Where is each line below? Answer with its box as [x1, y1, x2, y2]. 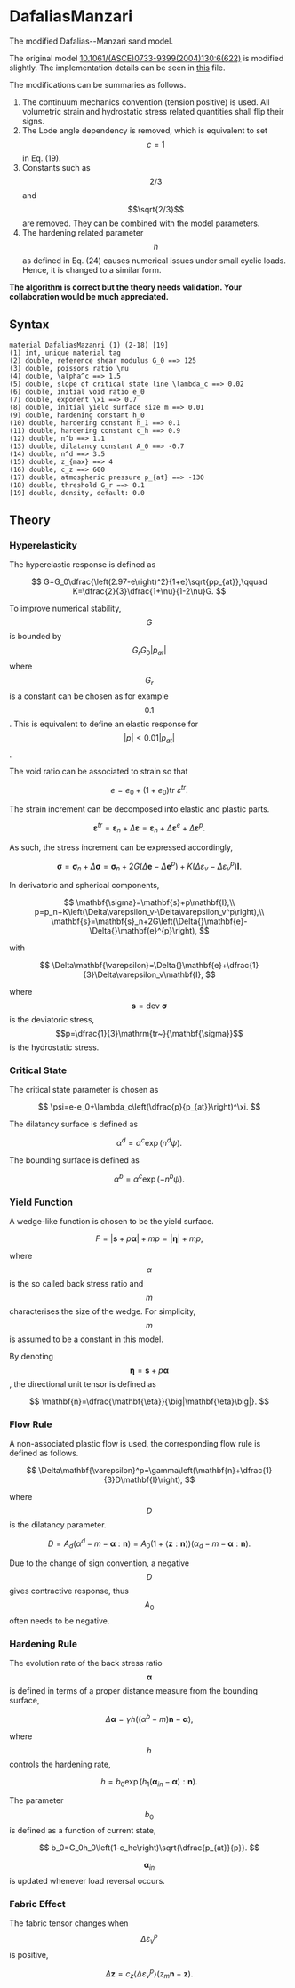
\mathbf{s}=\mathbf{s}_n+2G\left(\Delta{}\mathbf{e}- [51, 916, 248, 926]
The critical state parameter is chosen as [9, 1085, 159, 1095]
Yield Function [9, 1196, 74, 1208]
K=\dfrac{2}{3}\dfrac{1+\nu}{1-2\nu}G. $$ [72, 586, 227, 597]
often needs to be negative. [9, 1615, 110, 1626]
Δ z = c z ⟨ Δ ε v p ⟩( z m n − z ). [105, 1967, 194, 1981]
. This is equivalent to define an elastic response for [9, 718, 199, 730]
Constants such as [21, 162, 91, 172]
